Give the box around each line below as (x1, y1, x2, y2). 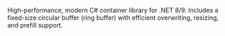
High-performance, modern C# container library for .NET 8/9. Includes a (7, 6, 219, 14)
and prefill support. (7, 21, 64, 29)
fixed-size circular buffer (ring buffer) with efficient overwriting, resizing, (7, 13, 219, 22)
